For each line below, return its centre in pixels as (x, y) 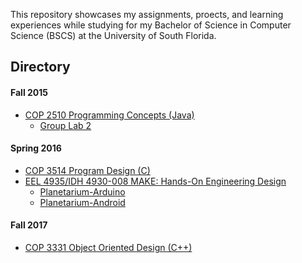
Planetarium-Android (82, 202)
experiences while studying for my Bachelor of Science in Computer (151, 25)
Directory (40, 67)
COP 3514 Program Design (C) (87, 170)
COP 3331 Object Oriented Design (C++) (108, 247)
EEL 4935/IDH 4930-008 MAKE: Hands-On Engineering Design (155, 181)
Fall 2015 (29, 92)
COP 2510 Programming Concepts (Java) (109, 115)
